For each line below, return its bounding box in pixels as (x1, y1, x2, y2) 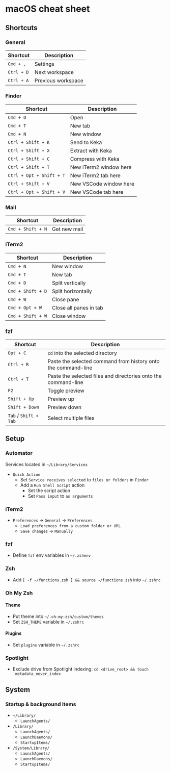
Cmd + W (8, 296, 26, 302)
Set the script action (27, 487, 70, 494)
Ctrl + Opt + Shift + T (8, 173, 66, 178)
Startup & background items (5, 701, 76, 708)
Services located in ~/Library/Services (5, 461, 88, 467)
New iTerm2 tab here (70, 172, 121, 179)
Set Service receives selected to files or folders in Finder (20, 476, 149, 482)
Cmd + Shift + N (8, 226, 47, 232)
